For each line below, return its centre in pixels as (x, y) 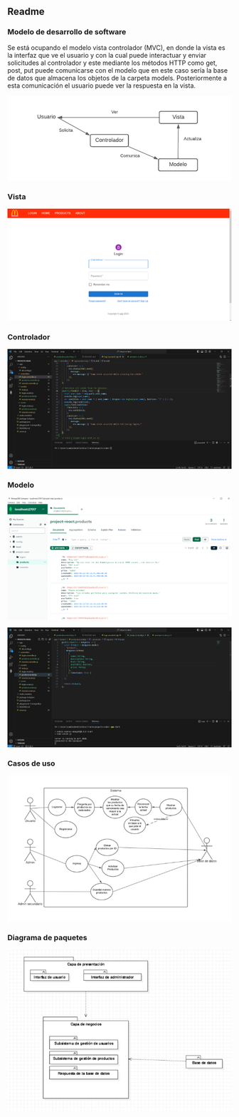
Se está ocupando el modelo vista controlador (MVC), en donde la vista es (116, 47)
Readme (26, 12)
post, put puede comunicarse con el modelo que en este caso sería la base (118, 70)
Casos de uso (31, 763)
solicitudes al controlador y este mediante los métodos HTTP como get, (112, 63)
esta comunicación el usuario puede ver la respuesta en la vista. (102, 86)
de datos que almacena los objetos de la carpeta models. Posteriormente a (117, 78)
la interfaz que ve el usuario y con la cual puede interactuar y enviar (107, 55)
